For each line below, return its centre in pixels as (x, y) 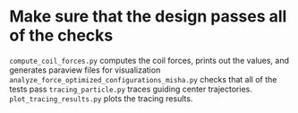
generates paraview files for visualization (85, 70)
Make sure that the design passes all (148, 17)
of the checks (61, 35)
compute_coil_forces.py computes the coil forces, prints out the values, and (149, 60)
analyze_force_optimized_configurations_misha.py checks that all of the (143, 79)
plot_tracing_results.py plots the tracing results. (101, 98)
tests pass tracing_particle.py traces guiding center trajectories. (131, 89)
